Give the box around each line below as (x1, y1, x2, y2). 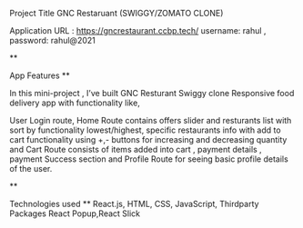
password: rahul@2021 (9, 35, 96, 45)
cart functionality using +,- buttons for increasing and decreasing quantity (9, 134, 288, 144)
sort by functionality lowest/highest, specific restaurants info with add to (9, 124, 281, 135)
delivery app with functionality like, (9, 97, 141, 108)
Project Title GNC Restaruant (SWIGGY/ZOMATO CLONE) (9, 8, 224, 18)
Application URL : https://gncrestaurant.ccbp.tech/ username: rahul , (9, 25, 267, 35)
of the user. (9, 164, 53, 173)
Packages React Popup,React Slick (9, 208, 141, 219)
